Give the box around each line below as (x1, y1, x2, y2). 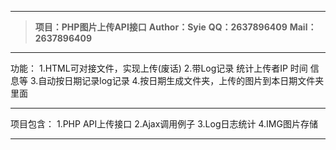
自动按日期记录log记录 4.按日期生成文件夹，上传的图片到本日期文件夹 (38, 75, 325, 86)
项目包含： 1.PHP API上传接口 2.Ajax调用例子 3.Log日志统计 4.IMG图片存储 (10, 118, 318, 130)
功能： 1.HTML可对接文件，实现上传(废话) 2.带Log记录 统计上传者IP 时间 (10, 62, 308, 74)
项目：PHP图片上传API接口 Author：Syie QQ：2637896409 (34, 21, 288, 33)
